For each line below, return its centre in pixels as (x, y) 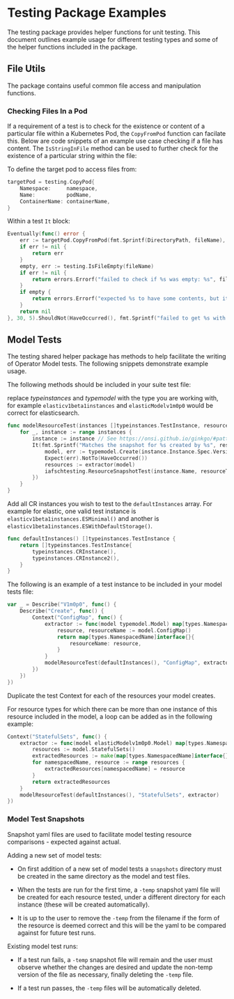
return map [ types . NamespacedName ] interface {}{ (126, 637)
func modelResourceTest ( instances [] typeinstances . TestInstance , (104, 426)
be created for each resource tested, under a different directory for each (121, 897)
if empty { (36, 292)
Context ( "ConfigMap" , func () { (78, 618)
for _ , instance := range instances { (76, 432)
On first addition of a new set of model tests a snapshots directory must (119, 869)
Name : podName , (56, 195)
